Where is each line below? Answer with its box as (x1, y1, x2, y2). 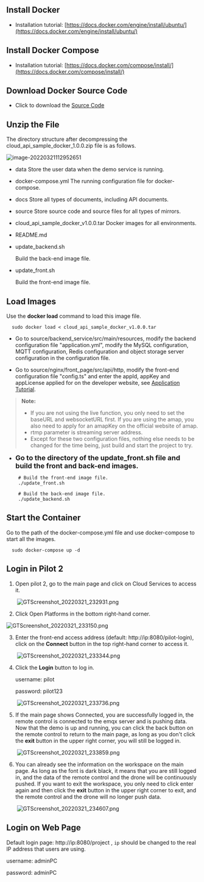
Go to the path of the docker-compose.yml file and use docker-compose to (6, 529, 195, 536)
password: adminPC (6, 869, 57, 876)
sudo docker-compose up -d (12, 547, 80, 553)
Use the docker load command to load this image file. (6, 312, 141, 320)
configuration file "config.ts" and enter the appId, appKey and (15, 373, 171, 380)
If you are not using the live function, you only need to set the (30, 409, 185, 417)
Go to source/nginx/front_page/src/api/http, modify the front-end (15, 366, 180, 374)
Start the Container (6, 512, 81, 523)
